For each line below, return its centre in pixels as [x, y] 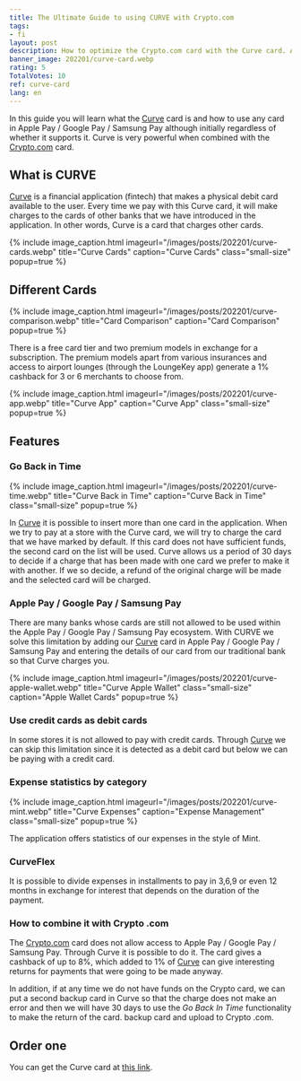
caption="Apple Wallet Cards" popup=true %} [94, 697]
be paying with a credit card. [62, 759]
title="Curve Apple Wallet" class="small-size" [168, 688]
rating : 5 [28, 68]
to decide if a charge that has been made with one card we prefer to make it [149, 561]
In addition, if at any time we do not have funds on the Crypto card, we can [147, 989]
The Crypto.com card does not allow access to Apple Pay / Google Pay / [143, 943]
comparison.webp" [44, 321]
